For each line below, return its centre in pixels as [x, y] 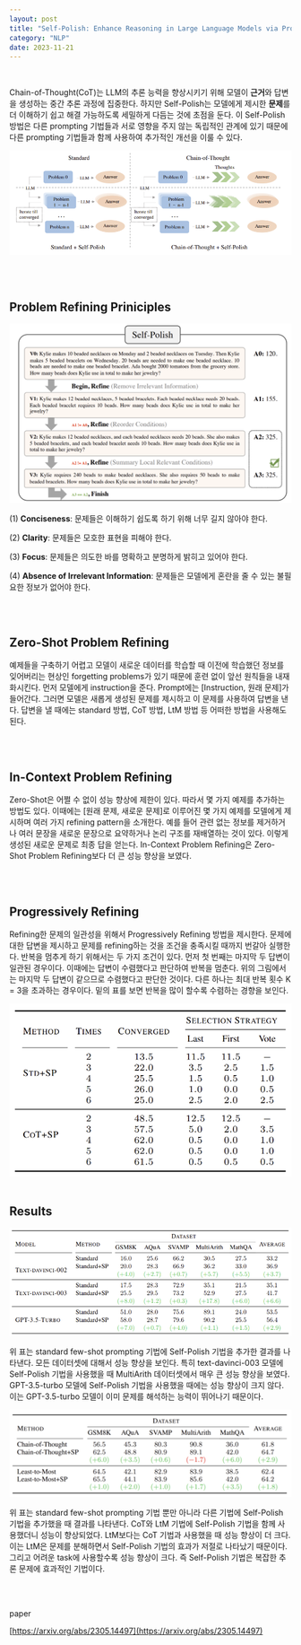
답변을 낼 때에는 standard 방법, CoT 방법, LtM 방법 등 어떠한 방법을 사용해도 [154, 710]
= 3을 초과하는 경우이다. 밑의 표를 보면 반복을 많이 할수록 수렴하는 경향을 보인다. [149, 990]
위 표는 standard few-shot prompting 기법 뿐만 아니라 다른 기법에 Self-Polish [146, 1513]
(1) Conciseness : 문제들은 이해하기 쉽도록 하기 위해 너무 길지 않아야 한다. [139, 518]
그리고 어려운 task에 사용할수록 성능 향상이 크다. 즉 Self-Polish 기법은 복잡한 [143, 1558]
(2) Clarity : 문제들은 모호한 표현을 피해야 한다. [90, 538]
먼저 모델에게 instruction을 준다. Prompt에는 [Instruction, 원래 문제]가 [166, 687]
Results [31, 1211]
